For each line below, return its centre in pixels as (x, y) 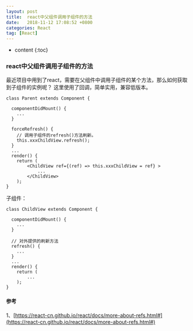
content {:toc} (31, 50)
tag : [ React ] (22, 33)
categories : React (28, 28)
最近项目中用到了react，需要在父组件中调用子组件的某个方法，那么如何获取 (97, 80)
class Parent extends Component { (48, 98)
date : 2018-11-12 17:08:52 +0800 (49, 22)
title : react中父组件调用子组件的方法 (49, 17)
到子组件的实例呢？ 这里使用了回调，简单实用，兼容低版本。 (78, 87)
